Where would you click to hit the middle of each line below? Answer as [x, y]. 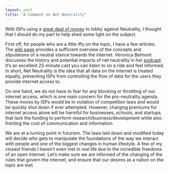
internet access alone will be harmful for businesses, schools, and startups [83, 112]
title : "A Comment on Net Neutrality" [46, 15]
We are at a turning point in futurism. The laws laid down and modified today [85, 133]
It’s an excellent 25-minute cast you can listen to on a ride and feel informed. [85, 65]
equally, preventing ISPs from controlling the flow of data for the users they [83, 76]
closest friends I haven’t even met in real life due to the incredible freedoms [84, 149]
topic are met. [20, 165]
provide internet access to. [33, 81]
